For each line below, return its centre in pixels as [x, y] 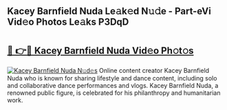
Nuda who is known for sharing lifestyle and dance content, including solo [112, 78]
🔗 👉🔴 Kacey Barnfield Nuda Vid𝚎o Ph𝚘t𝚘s [100, 51]
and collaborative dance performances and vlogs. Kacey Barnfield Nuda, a [113, 86]
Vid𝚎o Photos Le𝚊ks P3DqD [68, 22]
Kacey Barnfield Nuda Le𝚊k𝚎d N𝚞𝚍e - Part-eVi [109, 11]
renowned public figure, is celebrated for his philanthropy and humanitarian [114, 93]
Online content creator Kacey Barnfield [154, 70]
